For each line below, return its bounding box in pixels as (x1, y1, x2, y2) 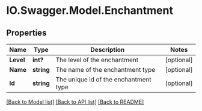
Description (90, 46, 125, 54)
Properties (6, 28, 47, 38)
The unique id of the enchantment (55, 75, 151, 83)
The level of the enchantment (55, 55, 139, 64)
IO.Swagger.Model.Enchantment (6, 4, 173, 17)
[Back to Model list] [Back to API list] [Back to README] (6, 98, 144, 106)
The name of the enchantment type (55, 66, 156, 74)
